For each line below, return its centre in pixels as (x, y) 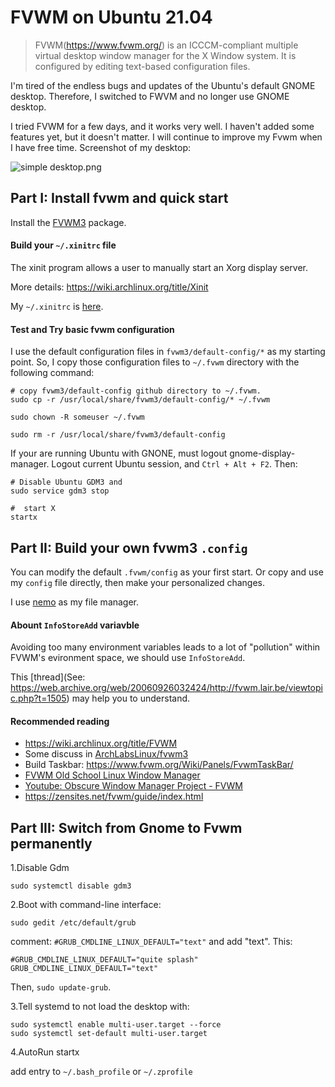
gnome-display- (262, 453)
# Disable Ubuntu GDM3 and (66, 482)
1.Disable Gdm (40, 868)
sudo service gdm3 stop (60, 491)
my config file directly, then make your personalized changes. (138, 582)
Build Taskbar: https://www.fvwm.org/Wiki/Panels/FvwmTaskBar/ (159, 765)
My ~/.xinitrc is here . (57, 306)
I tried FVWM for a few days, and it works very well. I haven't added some (162, 126)
